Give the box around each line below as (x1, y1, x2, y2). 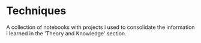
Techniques (6, 4, 67, 18)
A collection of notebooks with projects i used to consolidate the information (6, 24, 195, 31)
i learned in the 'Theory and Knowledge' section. (6, 29, 127, 37)
